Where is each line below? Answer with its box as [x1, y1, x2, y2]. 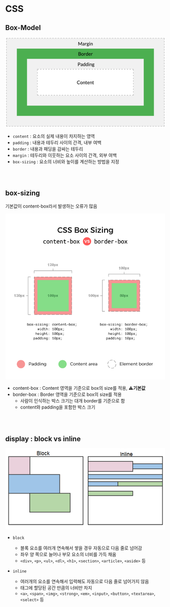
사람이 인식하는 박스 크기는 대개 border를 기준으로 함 [20, 398, 125, 404]
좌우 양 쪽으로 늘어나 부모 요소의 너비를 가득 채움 [20, 552, 117, 558]
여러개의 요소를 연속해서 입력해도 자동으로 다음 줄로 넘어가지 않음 [20, 579, 149, 585]
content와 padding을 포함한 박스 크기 [20, 404, 95, 410]
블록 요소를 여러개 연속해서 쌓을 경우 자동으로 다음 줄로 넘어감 [20, 545, 142, 551]
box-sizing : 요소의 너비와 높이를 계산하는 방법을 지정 [12, 158, 119, 164]
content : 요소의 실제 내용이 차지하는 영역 [12, 133, 95, 139]
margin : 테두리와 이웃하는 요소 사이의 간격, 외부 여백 [12, 152, 117, 158]
